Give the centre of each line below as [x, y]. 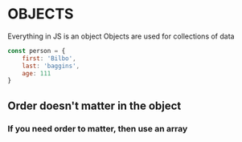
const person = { [37, 51]
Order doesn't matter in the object [94, 105]
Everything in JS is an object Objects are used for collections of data [121, 36]
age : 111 [37, 73]
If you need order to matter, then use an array [98, 128]
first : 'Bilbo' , [49, 58]
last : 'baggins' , [51, 66]
